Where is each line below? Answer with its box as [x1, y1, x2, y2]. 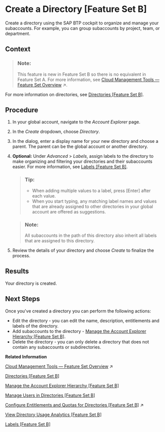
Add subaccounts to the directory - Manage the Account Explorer [12, 328, 147, 334]
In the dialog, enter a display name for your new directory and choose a [12, 138, 159, 144]
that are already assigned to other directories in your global [32, 203, 154, 210]
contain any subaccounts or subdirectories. [12, 344, 102, 350]
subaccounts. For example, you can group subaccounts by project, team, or [5, 25, 160, 31]
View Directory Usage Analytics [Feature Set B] [5, 412, 102, 418]
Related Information [5, 353, 47, 359]
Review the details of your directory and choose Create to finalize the [12, 247, 155, 253]
